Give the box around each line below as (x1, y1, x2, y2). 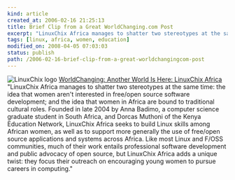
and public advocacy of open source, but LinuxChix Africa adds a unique (7, 149, 218, 158)
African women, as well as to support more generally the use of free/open (7, 127, 220, 135)
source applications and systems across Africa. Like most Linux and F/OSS (7, 134, 224, 143)
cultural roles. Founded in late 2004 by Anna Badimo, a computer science (7, 104, 220, 113)
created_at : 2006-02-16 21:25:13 (7, 17, 105, 24)
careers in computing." (7, 164, 73, 172)
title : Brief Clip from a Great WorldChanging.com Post (7, 23, 173, 30)
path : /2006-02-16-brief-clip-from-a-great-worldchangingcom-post (7, 56, 205, 63)
